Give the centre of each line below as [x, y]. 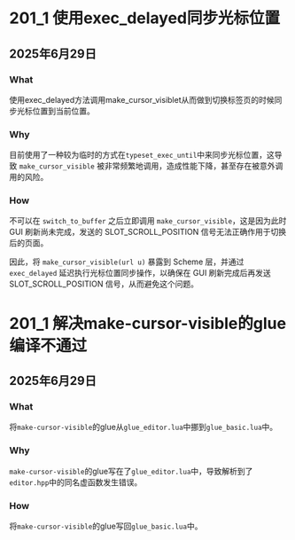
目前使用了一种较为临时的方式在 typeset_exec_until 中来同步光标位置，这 [142, 155]
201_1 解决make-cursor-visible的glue [147, 323]
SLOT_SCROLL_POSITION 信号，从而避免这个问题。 [104, 284]
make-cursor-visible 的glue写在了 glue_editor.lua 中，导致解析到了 [131, 471]
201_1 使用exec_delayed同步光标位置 [145, 18]
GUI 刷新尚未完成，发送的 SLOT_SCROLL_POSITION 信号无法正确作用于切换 [147, 232]
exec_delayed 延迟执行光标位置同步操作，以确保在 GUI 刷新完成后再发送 [140, 273]
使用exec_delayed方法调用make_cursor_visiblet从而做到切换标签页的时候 [142, 99]
